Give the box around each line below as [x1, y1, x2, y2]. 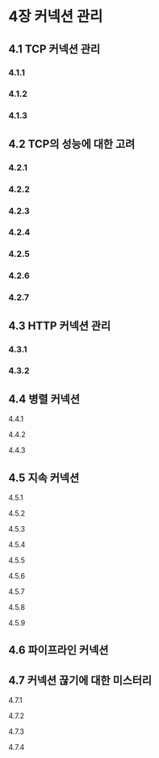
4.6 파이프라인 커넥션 [8, 643, 109, 657]
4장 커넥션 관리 [8, 7, 103, 26]
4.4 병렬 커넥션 [8, 392, 81, 406]
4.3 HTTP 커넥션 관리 [8, 318, 111, 332]
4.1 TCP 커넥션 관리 [8, 42, 101, 56]
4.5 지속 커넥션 [8, 470, 79, 485]
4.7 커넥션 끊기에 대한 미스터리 [8, 673, 152, 687]
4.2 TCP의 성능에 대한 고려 [8, 137, 136, 150]
